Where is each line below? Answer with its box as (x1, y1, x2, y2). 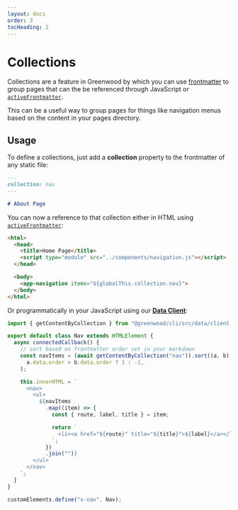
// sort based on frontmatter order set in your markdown (20, 346, 195, 353)
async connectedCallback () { (13, 339, 100, 346)
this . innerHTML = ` (20, 378, 78, 385)
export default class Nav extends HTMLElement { (7, 332, 154, 340)
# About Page (7, 200, 46, 208)
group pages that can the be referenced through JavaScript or (7, 85, 190, 93)
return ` (52, 424, 78, 431)
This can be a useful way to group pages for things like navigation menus (7, 106, 222, 115)
